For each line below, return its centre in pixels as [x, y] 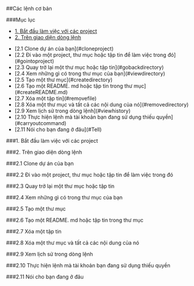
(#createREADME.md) [41, 92]
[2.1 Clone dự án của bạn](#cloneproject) [64, 49]
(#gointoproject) [34, 61]
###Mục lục [21, 20]
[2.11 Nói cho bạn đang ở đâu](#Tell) [58, 129]
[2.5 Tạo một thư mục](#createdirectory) [64, 80]
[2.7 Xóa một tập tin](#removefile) [55, 98]
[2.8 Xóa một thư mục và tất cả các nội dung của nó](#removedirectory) [101, 104]
